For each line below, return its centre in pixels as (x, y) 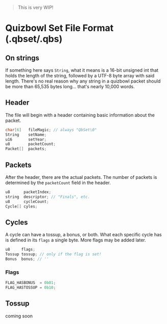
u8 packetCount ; (31, 144)
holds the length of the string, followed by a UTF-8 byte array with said (80, 76)
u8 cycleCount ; (27, 201)
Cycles (17, 222)
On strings (22, 58)
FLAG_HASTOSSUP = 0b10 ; (31, 288)
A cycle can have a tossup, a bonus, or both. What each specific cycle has (83, 235)
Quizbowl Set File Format (59, 28)
